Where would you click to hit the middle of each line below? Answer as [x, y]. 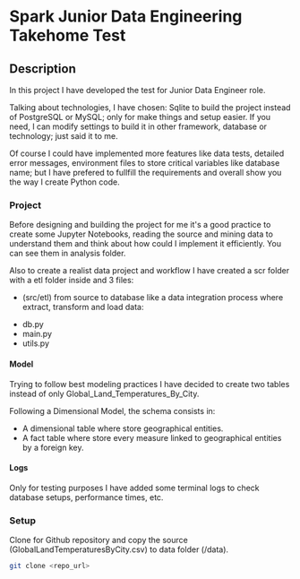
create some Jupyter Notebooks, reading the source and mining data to [141, 234]
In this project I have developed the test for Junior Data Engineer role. [137, 90]
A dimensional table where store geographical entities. [123, 428]
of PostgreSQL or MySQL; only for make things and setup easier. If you [140, 117]
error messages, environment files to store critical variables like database [145, 163]
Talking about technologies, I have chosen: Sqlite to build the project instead [150, 108]
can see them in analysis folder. [68, 254]
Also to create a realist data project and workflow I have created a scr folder [150, 271]
